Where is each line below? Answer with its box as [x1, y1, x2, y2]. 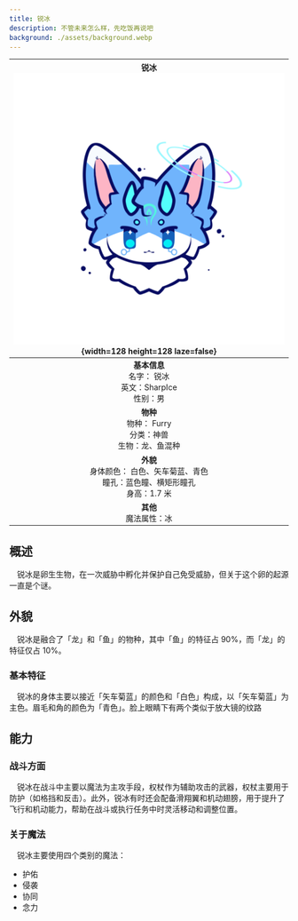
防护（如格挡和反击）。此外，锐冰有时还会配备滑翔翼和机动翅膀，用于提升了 [9, 792, 286, 803]
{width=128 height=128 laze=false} [81, 345, 217, 356]
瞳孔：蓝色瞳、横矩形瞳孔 [102, 476, 196, 488]
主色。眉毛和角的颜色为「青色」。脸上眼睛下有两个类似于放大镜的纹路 [9, 703, 262, 713]
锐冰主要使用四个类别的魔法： [17, 850, 126, 861]
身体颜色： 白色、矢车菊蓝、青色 [90, 465, 208, 476]
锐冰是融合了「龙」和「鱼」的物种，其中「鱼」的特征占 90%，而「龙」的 [17, 634, 286, 644]
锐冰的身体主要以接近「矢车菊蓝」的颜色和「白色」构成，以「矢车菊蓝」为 [17, 691, 289, 702]
